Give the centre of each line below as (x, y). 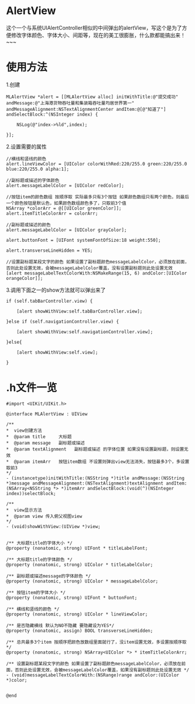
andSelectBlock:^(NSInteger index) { (52, 114)
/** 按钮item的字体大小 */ (36, 593)
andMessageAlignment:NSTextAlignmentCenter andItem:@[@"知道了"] (86, 109)
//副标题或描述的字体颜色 (33, 180)
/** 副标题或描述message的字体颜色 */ (49, 576)
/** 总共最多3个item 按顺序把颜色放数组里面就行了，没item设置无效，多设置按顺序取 (96, 642)
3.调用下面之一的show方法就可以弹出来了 (56, 290)
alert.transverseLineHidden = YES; (49, 251)
